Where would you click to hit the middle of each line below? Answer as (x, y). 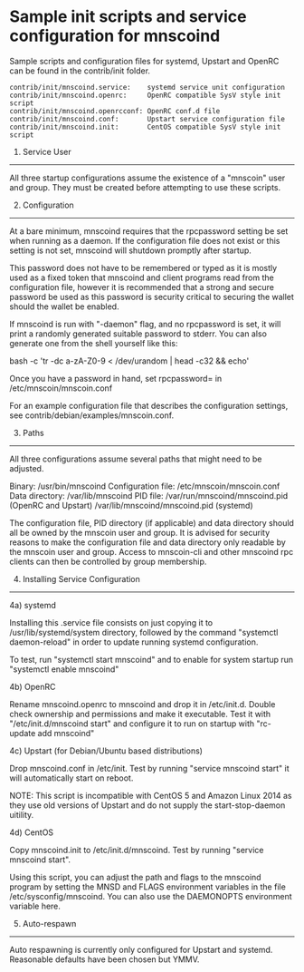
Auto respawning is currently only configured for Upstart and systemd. (141, 949)
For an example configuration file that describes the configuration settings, (149, 405)
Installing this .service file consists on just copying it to (111, 622)
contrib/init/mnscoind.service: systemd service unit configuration (147, 87)
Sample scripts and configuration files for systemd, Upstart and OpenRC (144, 61)
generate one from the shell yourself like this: (94, 343)
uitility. (22, 814)
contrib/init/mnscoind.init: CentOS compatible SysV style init (145, 127)
